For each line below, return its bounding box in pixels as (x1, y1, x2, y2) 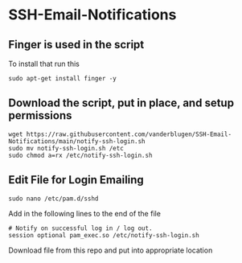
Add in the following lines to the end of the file (8, 208, 161, 218)
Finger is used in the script (8, 38, 145, 51)
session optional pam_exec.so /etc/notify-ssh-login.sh (8, 231, 199, 239)
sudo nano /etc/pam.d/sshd (8, 195, 99, 203)
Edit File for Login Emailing (8, 173, 145, 187)
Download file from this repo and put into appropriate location (8, 245, 213, 255)
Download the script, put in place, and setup (8, 97, 235, 110)
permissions (8, 109, 72, 122)
